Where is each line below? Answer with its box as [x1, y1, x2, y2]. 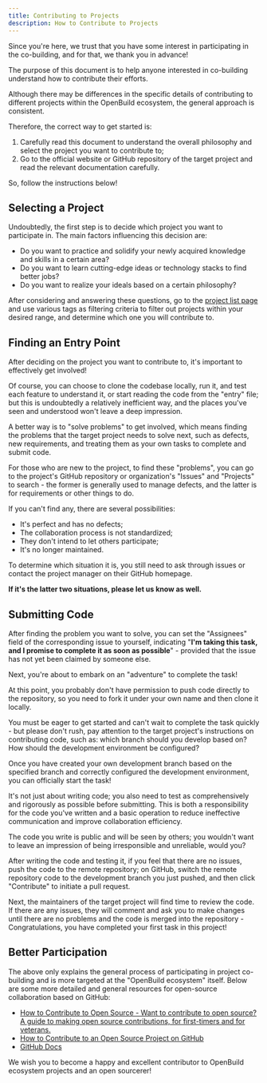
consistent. [8, 106, 45, 116]
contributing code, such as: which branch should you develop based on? [8, 735, 247, 744]
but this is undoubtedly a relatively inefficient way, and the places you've [8, 398, 247, 408]
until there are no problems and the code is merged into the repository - [8, 914, 245, 923]
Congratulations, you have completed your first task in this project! [8, 922, 227, 932]
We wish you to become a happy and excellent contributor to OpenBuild [8, 1057, 245, 1067]
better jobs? [19, 272, 60, 281]
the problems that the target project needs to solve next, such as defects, [8, 431, 249, 440]
